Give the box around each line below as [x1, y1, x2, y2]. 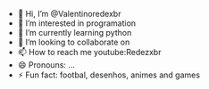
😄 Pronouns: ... [17, 60, 76, 70]
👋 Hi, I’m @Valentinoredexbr [17, 9, 121, 19]
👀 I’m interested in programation [17, 18, 137, 28]
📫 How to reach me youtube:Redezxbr [17, 47, 162, 57]
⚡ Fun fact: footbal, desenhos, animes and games [17, 69, 201, 80]
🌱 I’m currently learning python [17, 28, 132, 37]
